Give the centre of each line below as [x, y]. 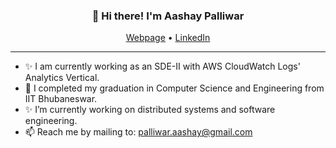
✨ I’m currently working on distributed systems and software [150, 110]
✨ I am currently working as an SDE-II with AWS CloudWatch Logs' [162, 66]
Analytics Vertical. [62, 78]
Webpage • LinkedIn [168, 38]
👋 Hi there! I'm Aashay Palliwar [168, 16]
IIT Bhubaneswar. [61, 99]
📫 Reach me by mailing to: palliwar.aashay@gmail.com [138, 132]
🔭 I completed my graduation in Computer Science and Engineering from [174, 88]
